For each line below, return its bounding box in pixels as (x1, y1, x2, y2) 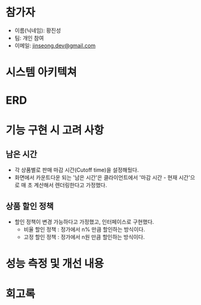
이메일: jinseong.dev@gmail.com (14, 42, 96, 49)
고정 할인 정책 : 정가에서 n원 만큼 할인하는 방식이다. (23, 233, 145, 241)
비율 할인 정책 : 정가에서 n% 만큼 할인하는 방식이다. (23, 226, 145, 233)
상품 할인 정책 (5, 201, 54, 211)
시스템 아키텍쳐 (5, 65, 77, 79)
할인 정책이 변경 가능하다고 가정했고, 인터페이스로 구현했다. (14, 218, 154, 226)
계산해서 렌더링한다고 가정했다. (33, 181, 107, 189)
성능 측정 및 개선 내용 (5, 257, 104, 270)
